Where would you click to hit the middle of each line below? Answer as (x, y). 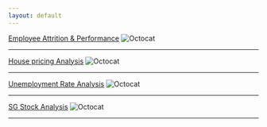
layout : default (35, 15)
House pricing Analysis (46, 61)
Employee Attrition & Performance (64, 38)
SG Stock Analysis (39, 106)
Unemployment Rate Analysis (56, 83)
